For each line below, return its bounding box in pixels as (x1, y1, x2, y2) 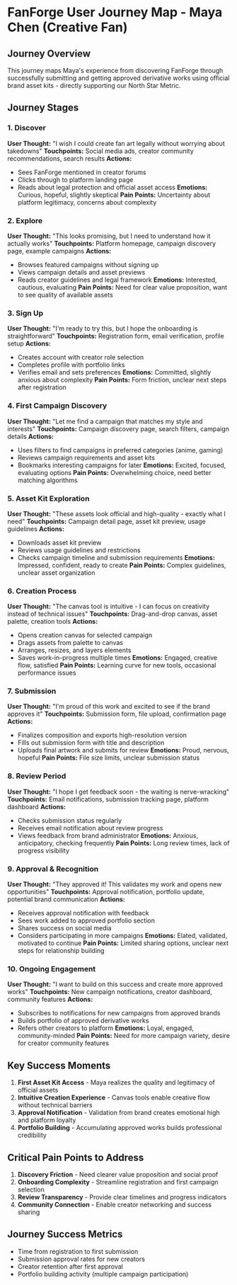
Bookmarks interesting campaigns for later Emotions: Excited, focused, (17, 461, 226, 469)
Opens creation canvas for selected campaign (17, 631, 153, 639)
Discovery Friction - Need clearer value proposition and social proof (17, 1170, 219, 1179)
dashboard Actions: (7, 802, 66, 811)
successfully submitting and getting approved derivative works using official (7, 74, 230, 82)
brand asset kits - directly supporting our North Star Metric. (7, 81, 181, 89)
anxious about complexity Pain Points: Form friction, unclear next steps (17, 376, 227, 384)
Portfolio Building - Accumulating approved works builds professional (17, 1124, 222, 1132)
